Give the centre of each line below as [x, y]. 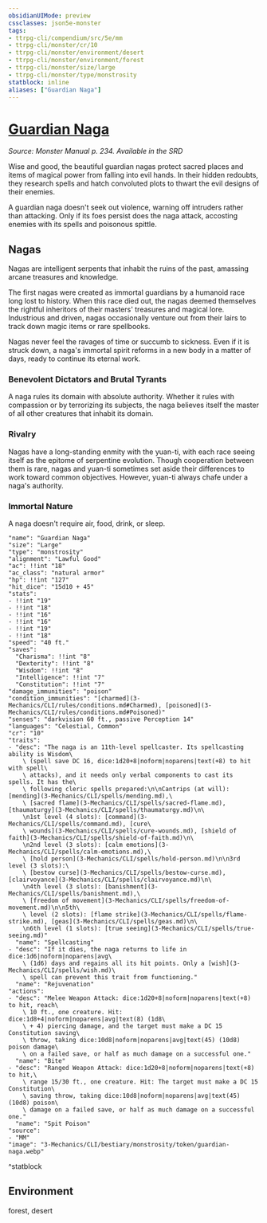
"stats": [23, 594]
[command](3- [126, 817]
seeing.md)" [28, 936]
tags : [17, 30]
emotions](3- [148, 845]
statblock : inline [39, 82]
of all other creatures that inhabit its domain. [81, 414]
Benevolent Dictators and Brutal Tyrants [88, 379]
